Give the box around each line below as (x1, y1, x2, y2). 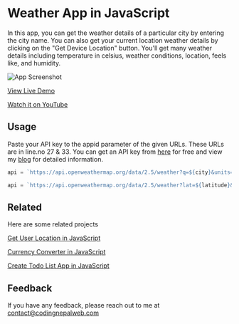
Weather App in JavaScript (7, 5, 170, 21)
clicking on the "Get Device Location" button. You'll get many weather (7, 43, 213, 52)
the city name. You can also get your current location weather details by (7, 36, 218, 44)
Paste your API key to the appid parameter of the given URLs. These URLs (7, 140, 224, 148)
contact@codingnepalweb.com (7, 308, 100, 318)
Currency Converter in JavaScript (7, 248, 106, 256)
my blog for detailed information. (7, 155, 103, 163)
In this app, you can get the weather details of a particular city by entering (7, 28, 225, 37)
